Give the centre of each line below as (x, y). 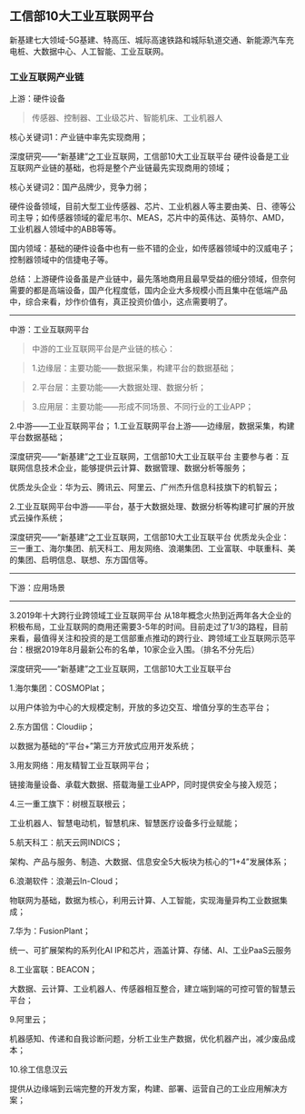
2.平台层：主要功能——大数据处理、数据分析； (119, 388)
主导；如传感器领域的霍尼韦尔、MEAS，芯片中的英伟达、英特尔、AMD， (153, 218)
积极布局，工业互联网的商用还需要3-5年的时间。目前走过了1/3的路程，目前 (149, 627)
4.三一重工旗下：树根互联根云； (69, 804)
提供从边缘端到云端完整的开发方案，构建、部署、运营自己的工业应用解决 (144, 1089)
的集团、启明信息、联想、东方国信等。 (81, 560)
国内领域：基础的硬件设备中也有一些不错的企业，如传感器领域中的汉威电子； (152, 249)
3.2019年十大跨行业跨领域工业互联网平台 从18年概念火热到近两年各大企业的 (151, 616)
